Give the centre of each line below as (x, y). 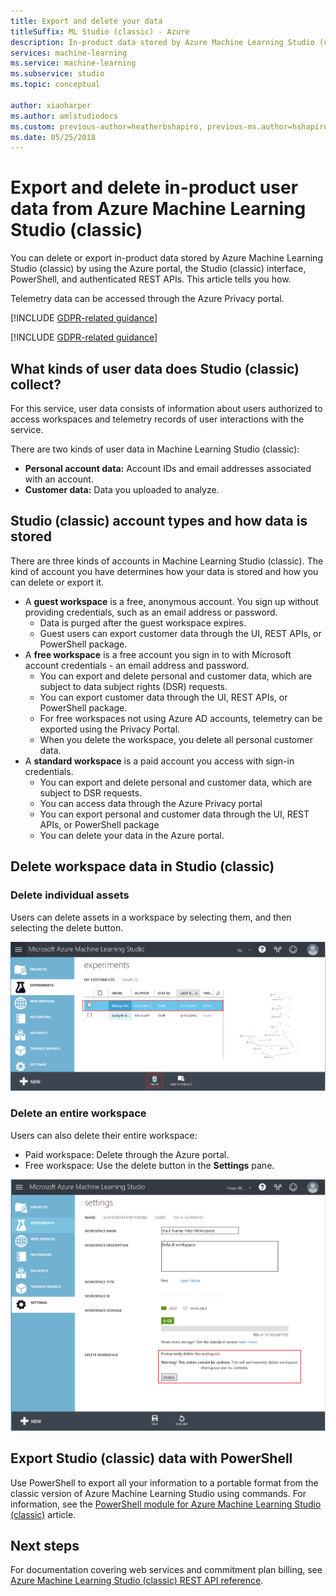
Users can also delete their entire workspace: (104, 1135)
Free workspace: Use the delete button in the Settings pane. (149, 1165)
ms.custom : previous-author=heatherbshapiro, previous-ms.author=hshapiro (169, 126)
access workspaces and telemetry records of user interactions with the (157, 419)
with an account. (59, 479)
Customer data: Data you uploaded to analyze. (122, 489)
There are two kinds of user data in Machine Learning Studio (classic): (155, 449)
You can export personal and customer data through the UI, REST (174, 814)
